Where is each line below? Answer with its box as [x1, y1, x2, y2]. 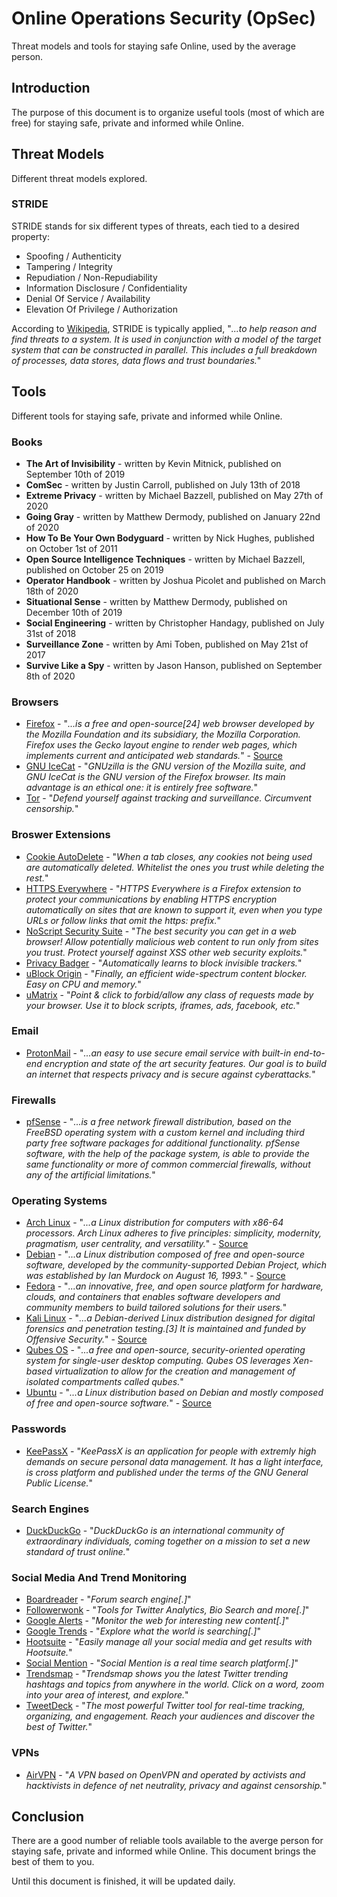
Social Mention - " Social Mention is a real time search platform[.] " [25, 1657, 299, 1669]
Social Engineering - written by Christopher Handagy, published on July [25, 617, 325, 629]
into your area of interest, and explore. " [25, 1689, 189, 1701]
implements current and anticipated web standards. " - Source [25, 750, 283, 762]
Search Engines [11, 1502, 90, 1516]
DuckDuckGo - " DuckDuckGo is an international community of [25, 1525, 285, 1537]
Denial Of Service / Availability [25, 292, 151, 304]
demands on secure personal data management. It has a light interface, [25, 1455, 324, 1467]
